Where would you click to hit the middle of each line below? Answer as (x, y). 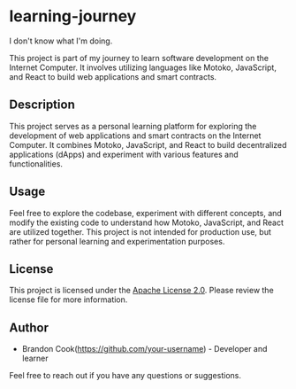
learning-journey (73, 16)
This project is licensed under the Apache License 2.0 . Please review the (141, 291)
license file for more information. (68, 300)
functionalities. (36, 163)
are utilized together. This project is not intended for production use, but (140, 231)
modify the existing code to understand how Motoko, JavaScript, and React (147, 222)
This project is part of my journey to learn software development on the (139, 58)
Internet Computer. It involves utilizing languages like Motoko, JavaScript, (143, 67)
